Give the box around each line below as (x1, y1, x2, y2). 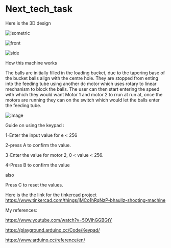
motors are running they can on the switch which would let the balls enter (5, 97, 160, 103)
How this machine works (5, 59, 57, 66)
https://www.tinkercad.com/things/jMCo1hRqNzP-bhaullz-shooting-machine (5, 197, 166, 203)
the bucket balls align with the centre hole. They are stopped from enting (5, 75, 159, 81)
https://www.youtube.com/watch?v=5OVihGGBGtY (5, 217, 112, 223)
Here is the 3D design (5, 20, 51, 26)
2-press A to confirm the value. (5, 142, 71, 148)
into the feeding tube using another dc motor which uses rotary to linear (5, 80, 157, 87)
